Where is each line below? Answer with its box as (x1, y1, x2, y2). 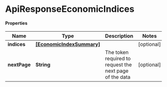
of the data (105, 74, 131, 81)
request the (105, 61, 132, 68)
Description (105, 33, 134, 40)
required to (105, 55, 131, 62)
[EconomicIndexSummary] (35, 41, 100, 48)
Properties (5, 20, 28, 26)
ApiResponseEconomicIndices (5, 3, 135, 15)
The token (105, 49, 129, 56)
